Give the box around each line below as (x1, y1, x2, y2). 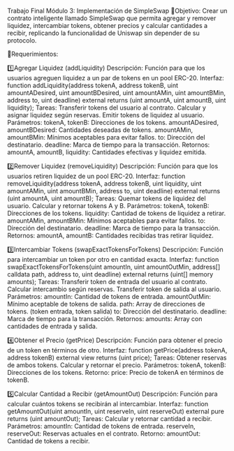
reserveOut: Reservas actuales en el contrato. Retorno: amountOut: (7, 429, 201, 438)
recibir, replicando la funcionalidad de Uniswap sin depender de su (7, 29, 200, 37)
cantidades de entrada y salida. (7, 322, 98, 330)
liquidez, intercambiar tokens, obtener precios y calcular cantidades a (7, 22, 208, 29)
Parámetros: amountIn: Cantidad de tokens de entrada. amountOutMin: (7, 293, 212, 300)
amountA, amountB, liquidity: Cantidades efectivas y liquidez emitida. (7, 148, 207, 156)
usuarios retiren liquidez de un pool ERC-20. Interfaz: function (7, 172, 186, 180)
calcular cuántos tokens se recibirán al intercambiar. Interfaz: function (7, 400, 209, 408)
